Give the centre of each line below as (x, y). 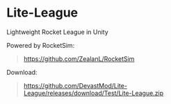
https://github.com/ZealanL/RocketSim (79, 59)
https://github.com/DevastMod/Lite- (75, 85)
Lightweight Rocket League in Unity (57, 32)
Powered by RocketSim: (41, 45)
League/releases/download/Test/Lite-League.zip (93, 93)
